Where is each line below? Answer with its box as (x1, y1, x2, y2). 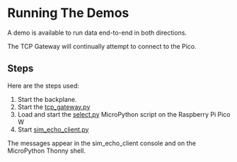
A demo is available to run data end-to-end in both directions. (7, 28, 187, 37)
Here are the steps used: (7, 81, 79, 90)
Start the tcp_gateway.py (17, 103, 91, 111)
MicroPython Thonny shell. (7, 146, 86, 155)
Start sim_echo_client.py (17, 125, 89, 134)
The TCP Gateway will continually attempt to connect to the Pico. (7, 42, 197, 50)
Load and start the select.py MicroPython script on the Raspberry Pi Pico (17, 110, 231, 118)
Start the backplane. (17, 95, 77, 103)
